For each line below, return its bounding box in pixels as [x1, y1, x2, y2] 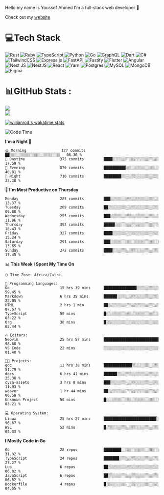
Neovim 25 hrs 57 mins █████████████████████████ [5, 337, 159, 342]
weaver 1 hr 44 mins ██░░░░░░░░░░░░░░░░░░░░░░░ [5, 388, 159, 393]
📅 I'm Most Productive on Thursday [5, 187, 79, 193]
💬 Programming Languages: [5, 281, 58, 286]
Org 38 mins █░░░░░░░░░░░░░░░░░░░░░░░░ [5, 320, 159, 324]
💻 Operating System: [5, 410, 49, 415]
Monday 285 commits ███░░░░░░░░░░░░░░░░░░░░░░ [5, 196, 159, 201]
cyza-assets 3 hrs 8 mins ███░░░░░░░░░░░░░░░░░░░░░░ [5, 380, 159, 385]
